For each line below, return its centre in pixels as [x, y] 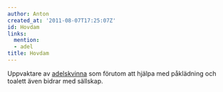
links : [17, 34]
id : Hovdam [24, 27]
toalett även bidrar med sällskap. [55, 81]
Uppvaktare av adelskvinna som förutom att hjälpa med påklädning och [112, 73]
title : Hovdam [28, 54]
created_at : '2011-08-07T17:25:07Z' [62, 21]
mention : [27, 40]
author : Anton [28, 14]
